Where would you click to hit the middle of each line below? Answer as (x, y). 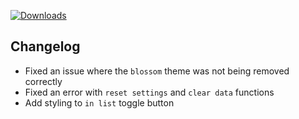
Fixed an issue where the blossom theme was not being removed (157, 71)
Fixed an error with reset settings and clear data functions (149, 92)
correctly (43, 81)
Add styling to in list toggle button (99, 102)
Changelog (45, 46)
